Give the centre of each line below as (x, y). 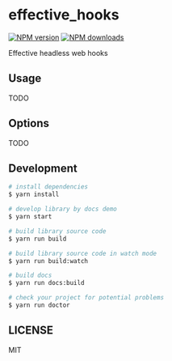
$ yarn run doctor (39, 305)
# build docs (30, 276)
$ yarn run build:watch (48, 261)
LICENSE (31, 331)
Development (43, 168)
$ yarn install (34, 195)
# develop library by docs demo (63, 209)
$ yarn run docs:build (46, 283)
